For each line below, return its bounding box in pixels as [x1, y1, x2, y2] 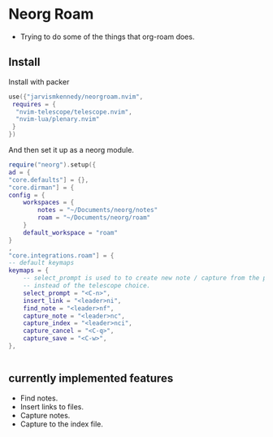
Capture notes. [19, 410, 71, 420]
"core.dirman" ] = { [8, 184, 75, 192]
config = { [8, 191, 45, 199]
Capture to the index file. [19, 419, 104, 429]
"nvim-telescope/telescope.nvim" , [15, 107, 132, 116]
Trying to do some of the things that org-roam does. [19, 32, 195, 41]
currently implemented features [8, 371, 174, 386]
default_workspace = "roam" [23, 228, 118, 236]
